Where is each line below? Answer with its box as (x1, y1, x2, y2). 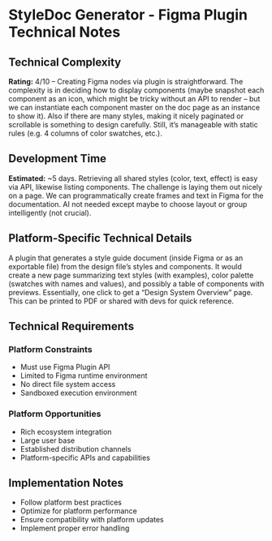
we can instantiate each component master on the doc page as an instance (8, 103, 261, 112)
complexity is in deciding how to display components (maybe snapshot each (8, 85, 265, 95)
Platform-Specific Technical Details (8, 231, 192, 245)
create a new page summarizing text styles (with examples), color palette (8, 270, 254, 280)
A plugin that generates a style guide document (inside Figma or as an (8, 253, 244, 263)
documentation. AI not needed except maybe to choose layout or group (8, 199, 248, 208)
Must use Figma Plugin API (19, 363, 110, 372)
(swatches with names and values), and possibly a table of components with (8, 278, 265, 289)
